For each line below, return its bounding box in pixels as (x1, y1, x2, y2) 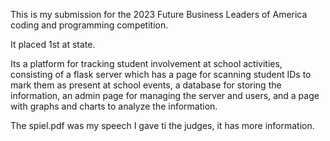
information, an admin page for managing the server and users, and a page (10, 90, 320, 101)
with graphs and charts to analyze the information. (10, 100, 218, 112)
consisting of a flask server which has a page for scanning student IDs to (10, 69, 312, 80)
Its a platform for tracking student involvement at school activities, (10, 58, 283, 69)
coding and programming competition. (10, 19, 169, 31)
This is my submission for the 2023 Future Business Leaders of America (10, 9, 308, 20)
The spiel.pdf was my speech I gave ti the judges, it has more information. (10, 120, 315, 131)
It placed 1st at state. (10, 39, 96, 50)
